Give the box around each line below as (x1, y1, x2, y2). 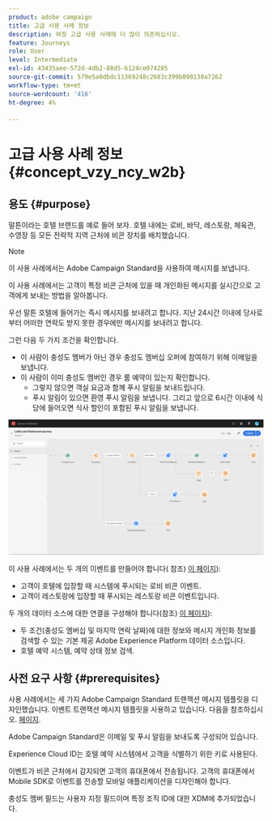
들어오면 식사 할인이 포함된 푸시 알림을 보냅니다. (47, 403, 199, 413)
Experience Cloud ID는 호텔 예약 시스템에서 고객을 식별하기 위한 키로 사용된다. (8, 749, 258, 759)
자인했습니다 (8, 704, 49, 714)
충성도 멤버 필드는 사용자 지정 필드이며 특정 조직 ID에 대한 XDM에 (8, 793, 215, 803)
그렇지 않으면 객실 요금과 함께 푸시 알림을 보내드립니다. (32, 383, 206, 393)
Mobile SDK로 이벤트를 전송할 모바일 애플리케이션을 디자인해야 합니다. (8, 776, 232, 786)
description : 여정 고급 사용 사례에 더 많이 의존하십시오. (8, 30, 181, 38)
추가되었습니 (216, 793, 257, 803)
